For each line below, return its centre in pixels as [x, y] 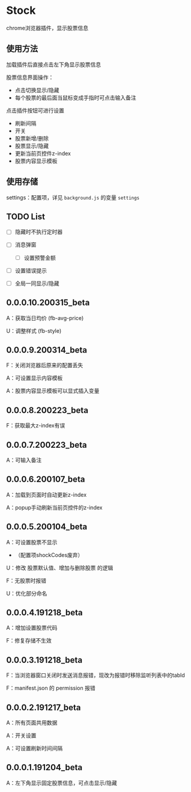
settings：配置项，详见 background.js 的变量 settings [73, 197]
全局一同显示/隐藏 [37, 283]
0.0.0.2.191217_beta [44, 707]
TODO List [26, 217]
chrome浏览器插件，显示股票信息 [47, 28]
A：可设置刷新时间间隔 [35, 748]
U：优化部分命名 [27, 593]
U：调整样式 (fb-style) [34, 331]
